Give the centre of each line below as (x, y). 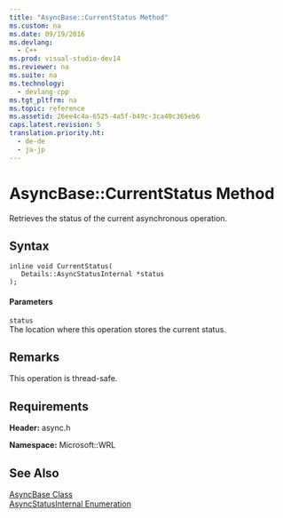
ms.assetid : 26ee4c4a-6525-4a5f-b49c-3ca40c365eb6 (105, 116)
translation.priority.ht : (57, 133)
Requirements (49, 406)
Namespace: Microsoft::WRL (63, 445)
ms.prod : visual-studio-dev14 (65, 59)
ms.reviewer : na (39, 68)
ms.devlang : (31, 42)
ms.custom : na (35, 26)
